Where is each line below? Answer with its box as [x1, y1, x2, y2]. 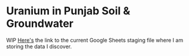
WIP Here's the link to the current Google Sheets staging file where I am [6, 36, 184, 43]
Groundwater [6, 17, 74, 30]
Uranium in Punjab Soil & [6, 4, 130, 18]
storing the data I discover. [6, 43, 72, 50]
